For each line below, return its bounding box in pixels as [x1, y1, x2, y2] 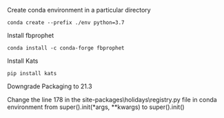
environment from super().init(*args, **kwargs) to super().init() [7, 103, 185, 111]
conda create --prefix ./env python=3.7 [7, 19, 125, 26]
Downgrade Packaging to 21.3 [7, 82, 92, 90]
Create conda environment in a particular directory [7, 6, 151, 14]
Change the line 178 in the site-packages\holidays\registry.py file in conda [7, 96, 217, 104]
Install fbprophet [7, 31, 54, 39]
